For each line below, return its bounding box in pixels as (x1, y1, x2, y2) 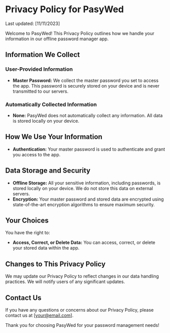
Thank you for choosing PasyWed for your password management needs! (5, 322, 160, 328)
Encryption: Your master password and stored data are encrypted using (12, 196, 164, 202)
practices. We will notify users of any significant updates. (5, 279, 125, 285)
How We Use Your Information (5, 132, 103, 141)
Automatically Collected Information (5, 101, 97, 108)
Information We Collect (5, 50, 80, 59)
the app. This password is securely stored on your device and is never (12, 82, 160, 89)
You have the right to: (5, 230, 50, 236)
